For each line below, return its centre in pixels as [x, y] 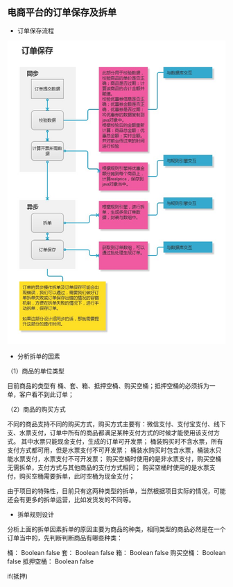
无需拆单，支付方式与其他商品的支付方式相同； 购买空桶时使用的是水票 [108, 467]
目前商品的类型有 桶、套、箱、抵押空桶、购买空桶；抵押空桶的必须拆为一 [111, 385]
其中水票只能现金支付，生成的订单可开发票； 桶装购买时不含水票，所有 [122, 441]
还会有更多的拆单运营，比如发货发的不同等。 [71, 499]
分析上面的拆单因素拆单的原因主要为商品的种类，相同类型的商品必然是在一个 [116, 529]
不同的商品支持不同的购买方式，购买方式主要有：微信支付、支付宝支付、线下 [116, 424]
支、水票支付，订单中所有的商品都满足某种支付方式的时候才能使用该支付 [110, 433]
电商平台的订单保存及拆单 [62, 13]
